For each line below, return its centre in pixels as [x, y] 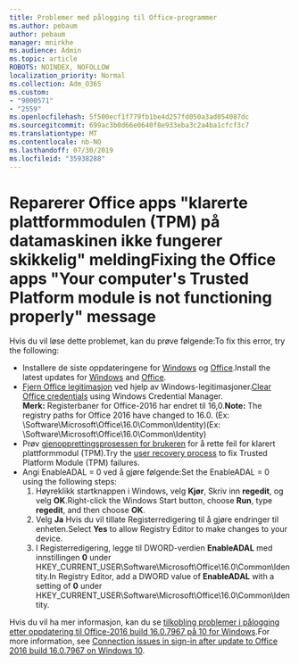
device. [49, 539]
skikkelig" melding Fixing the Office [143, 259]
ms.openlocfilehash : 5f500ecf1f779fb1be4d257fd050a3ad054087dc [129, 117]
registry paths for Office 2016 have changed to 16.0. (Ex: [126, 415]
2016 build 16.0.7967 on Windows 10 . [77, 651]
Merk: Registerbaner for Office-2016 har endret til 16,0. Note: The [142, 406]
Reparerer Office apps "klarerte [129, 203]
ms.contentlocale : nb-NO [55, 142]
